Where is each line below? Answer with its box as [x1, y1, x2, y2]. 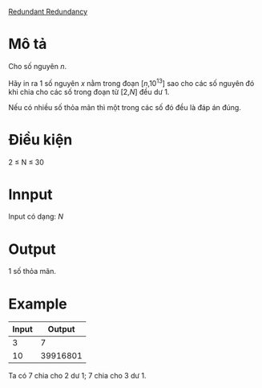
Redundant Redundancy [8, 7, 88, 16]
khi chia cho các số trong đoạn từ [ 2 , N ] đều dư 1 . [8, 87, 170, 96]
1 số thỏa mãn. [8, 267, 56, 276]
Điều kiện [8, 130, 73, 149]
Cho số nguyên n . [8, 61, 67, 71]
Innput [8, 185, 54, 203]
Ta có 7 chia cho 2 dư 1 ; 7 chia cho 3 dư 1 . [8, 371, 147, 381]
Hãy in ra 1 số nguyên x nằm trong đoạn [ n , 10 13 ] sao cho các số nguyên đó [8, 76, 255, 88]
